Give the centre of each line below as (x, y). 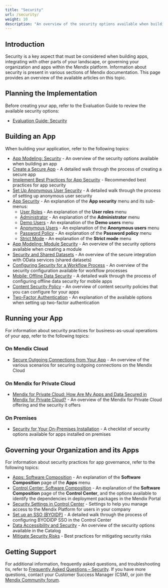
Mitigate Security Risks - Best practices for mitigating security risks (82, 536)
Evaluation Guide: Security (40, 121)
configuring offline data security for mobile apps (62, 281)
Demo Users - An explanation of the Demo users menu (77, 222)
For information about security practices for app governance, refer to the (80, 462)
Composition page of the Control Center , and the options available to (84, 494)
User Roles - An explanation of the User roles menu (73, 212)
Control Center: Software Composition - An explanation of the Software (86, 488)
